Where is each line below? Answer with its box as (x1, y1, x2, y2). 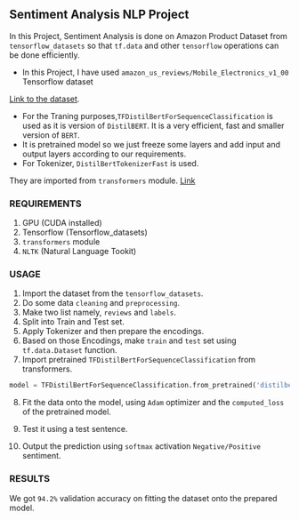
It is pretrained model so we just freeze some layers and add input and (21, 139, 280, 149)
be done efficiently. (9, 49, 80, 60)
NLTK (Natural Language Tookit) (21, 246, 137, 257)
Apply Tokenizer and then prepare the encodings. (21, 326, 205, 337)
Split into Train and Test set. (21, 316, 125, 327)
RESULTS (9, 473, 51, 485)
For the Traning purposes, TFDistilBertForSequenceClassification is (21, 110, 273, 121)
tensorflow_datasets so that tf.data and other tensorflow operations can (9, 40, 279, 51)
